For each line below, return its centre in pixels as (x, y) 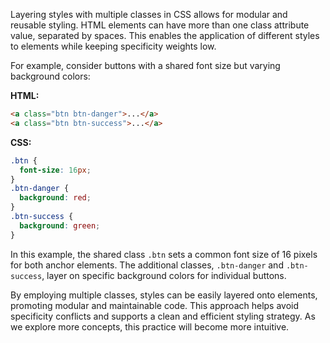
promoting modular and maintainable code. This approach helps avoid (155, 305)
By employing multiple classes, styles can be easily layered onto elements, (164, 295)
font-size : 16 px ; (55, 170)
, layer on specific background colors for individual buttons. (164, 275)
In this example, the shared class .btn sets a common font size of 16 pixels (164, 254)
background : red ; (55, 198)
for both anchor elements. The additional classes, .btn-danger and (147, 265)
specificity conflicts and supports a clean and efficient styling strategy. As (163, 316)
